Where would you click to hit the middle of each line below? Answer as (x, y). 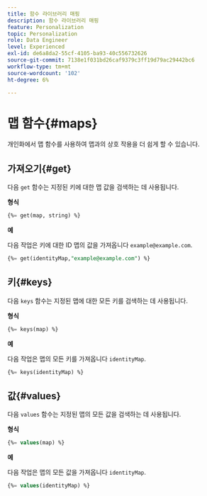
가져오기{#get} (40, 168)
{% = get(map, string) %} (44, 216)
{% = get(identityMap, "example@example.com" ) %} (79, 259)
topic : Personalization (43, 34)
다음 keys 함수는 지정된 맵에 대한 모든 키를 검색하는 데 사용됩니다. (97, 300)
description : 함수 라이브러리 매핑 (53, 21)
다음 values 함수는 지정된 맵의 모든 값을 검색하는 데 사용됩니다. (94, 415)
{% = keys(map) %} (33, 329)
